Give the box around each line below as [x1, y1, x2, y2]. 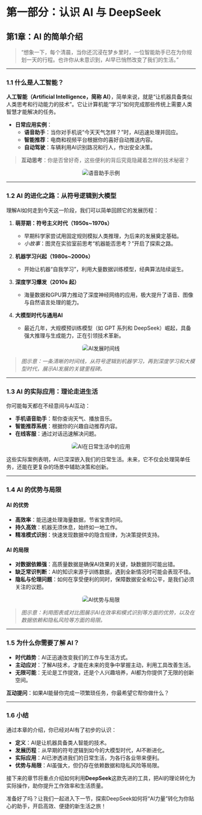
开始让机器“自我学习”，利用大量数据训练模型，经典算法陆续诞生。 [23, 265, 187, 272]
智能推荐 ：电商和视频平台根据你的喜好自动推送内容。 [23, 136, 156, 144]
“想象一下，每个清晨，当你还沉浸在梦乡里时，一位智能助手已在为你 [20, 49, 187, 56]
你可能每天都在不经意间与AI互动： [6, 402, 91, 409]
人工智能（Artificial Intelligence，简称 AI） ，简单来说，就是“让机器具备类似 [6, 93, 192, 100]
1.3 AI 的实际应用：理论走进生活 [6, 387, 98, 395]
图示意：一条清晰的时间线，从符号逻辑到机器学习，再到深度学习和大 [20, 357, 190, 365]
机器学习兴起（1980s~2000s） [14, 252, 94, 260]
